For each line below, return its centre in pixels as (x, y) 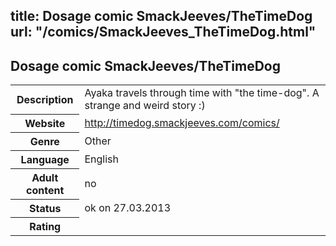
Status (45, 208)
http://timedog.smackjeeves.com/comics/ (182, 122)
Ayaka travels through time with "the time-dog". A (202, 93)
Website (45, 123)
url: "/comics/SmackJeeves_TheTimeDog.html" (163, 32)
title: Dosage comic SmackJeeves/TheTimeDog (161, 16)
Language (45, 159)
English (102, 159)
